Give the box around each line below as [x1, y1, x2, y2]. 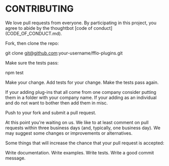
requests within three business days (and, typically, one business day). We [5, 125, 160, 131]
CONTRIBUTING [5, 3, 74, 15]
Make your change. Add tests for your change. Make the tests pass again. [5, 79, 159, 85]
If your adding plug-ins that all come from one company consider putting [5, 89, 156, 95]
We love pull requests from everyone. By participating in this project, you [5, 20, 156, 26]
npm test [5, 69, 24, 76]
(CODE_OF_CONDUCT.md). [5, 30, 62, 36]
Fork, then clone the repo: [5, 40, 59, 46]
